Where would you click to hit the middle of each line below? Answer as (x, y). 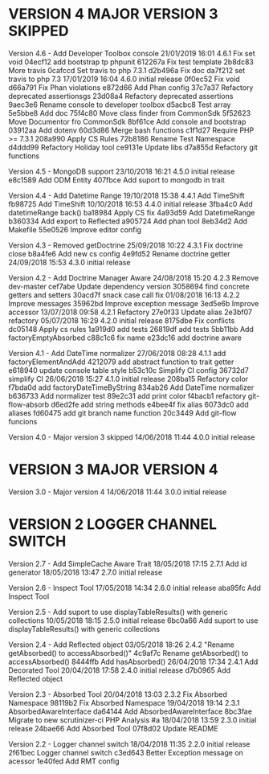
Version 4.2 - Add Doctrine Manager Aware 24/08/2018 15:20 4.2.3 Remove (134, 277)
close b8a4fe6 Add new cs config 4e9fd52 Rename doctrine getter (119, 253)
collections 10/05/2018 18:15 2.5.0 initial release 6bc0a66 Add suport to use (133, 620)
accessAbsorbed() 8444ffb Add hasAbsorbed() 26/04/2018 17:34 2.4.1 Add (133, 661)
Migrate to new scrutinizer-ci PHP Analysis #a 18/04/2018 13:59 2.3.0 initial (132, 719)
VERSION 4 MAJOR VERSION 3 (113, 14)
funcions (23, 421)
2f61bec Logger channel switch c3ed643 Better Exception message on (126, 752)
